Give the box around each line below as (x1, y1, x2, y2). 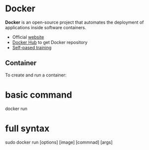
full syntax (5, 123, 50, 134)
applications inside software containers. (5, 24, 86, 30)
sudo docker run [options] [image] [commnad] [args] (5, 139, 112, 145)
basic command (5, 89, 73, 100)
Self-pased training (12, 44, 52, 50)
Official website (12, 34, 44, 40)
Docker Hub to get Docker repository (12, 39, 88, 45)
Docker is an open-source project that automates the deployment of (5, 19, 144, 25)
